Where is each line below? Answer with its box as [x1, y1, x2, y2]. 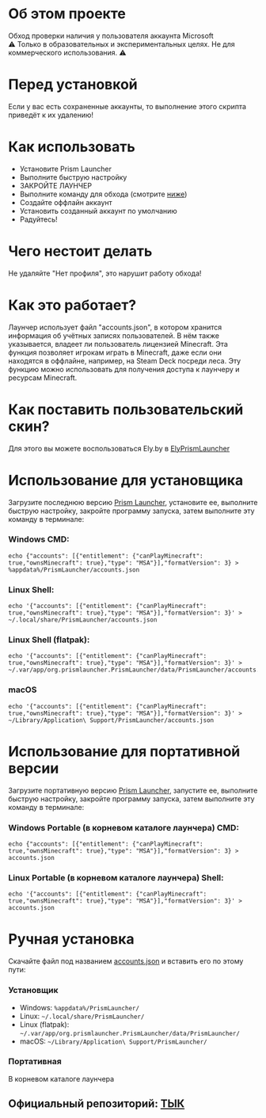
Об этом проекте [8, 5, 127, 23]
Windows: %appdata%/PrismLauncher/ [19, 1002, 140, 1012]
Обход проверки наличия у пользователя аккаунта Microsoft [8, 31, 214, 40]
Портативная [8, 1056, 62, 1067]
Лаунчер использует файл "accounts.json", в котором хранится [8, 322, 222, 332]
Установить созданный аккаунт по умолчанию [19, 206, 178, 215]
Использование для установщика [8, 471, 244, 489]
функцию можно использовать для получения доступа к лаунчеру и [8, 364, 240, 374]
